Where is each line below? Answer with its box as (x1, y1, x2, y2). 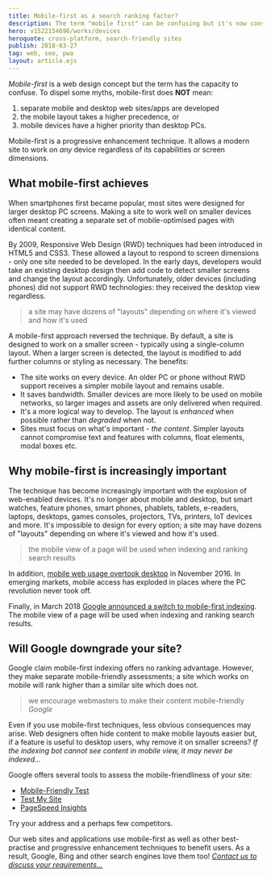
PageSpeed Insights (19, 803, 87, 812)
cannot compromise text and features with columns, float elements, (19, 432, 245, 442)
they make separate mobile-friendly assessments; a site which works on (8, 672, 249, 682)
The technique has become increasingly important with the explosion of (8, 485, 248, 495)
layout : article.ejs (8, 57, 78, 65)
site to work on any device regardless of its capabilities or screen (8, 145, 226, 154)
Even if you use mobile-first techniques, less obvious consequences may (8, 720, 252, 730)
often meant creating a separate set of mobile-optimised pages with (8, 215, 235, 224)
